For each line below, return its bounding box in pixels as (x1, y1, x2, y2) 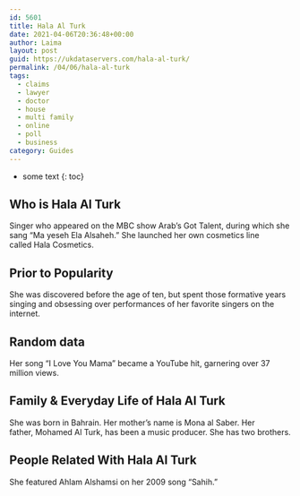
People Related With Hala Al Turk (9, 453, 197, 468)
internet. (9, 308, 40, 319)
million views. (9, 368, 60, 379)
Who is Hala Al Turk (9, 197, 121, 212)
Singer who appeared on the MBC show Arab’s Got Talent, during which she (9, 220, 290, 231)
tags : (9, 72, 30, 81)
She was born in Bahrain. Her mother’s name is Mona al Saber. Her (9, 417, 255, 428)
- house (17, 105, 47, 114)
